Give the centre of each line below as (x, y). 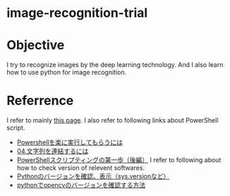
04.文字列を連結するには (53, 151)
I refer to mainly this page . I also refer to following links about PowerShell (113, 121)
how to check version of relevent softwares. (81, 168)
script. (16, 128)
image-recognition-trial (77, 13)
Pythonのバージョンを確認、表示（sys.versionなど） (93, 176)
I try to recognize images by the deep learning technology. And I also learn (115, 65)
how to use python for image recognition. (67, 73)
